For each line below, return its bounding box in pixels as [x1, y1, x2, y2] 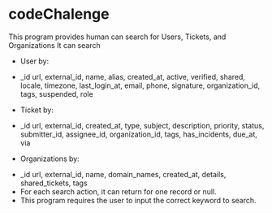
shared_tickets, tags [19, 178, 88, 188]
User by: [19, 56, 50, 66]
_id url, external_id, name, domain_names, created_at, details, [19, 169, 227, 179]
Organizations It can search [8, 40, 101, 50]
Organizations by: [19, 154, 80, 163]
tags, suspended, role [19, 89, 93, 98]
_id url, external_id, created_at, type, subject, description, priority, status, [19, 120, 265, 130]
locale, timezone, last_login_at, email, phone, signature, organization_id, [19, 80, 261, 90]
